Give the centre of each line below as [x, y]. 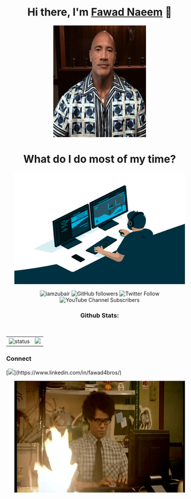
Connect [19, 358]
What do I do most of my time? [100, 159]
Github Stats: [100, 315]
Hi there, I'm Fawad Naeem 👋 [100, 12]
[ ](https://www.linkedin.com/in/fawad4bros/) [64, 372]
